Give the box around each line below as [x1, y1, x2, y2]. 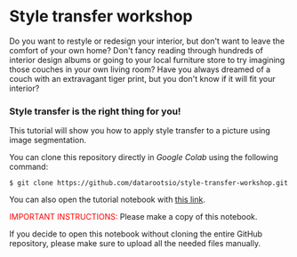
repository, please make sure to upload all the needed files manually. [9, 238, 261, 249]
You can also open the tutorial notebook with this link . [9, 194, 206, 205]
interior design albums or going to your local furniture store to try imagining [9, 54, 285, 65]
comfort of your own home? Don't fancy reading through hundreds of [9, 44, 264, 55]
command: [9, 162, 49, 173]
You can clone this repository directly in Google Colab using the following [9, 152, 278, 163]
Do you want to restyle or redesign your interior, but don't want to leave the [9, 36, 285, 46]
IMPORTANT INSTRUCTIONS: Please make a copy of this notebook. [9, 212, 258, 222]
